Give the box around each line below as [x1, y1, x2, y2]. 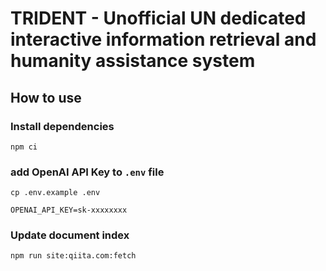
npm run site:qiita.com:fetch [10, 251, 137, 261]
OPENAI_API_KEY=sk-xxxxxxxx [10, 205, 128, 216]
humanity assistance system [10, 50, 256, 72]
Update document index [10, 228, 130, 242]
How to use [10, 89, 82, 106]
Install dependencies [10, 119, 115, 133]
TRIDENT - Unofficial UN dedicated [10, 7, 307, 30]
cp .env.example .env [10, 188, 101, 198]
